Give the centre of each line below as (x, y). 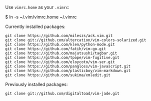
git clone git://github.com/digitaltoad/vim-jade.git (62, 93)
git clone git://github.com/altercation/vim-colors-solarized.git (76, 40)
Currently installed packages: (35, 26)
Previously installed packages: (36, 84)
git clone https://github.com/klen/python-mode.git (60, 44)
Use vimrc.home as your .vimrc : (37, 7)
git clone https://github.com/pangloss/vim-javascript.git (68, 66)
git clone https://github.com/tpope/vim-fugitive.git (62, 57)
